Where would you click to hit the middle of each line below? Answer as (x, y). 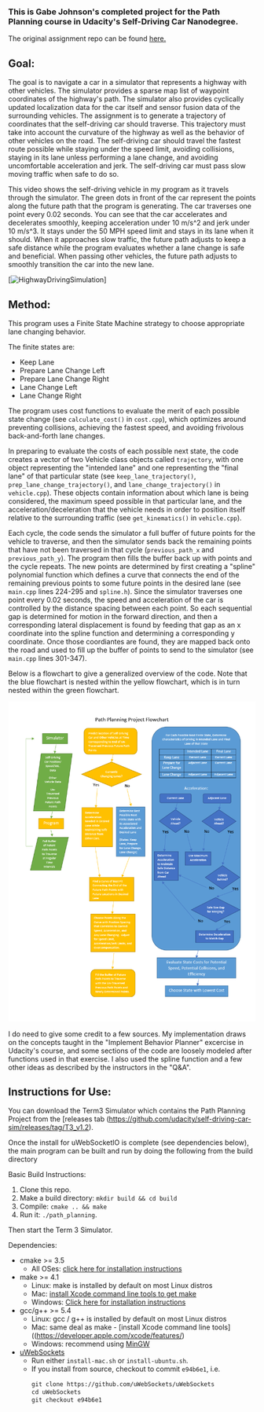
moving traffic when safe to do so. (64, 174)
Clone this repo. (45, 1190)
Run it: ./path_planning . (58, 1215)
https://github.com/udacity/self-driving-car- (180, 1119)
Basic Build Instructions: (47, 1175)
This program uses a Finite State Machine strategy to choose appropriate (126, 323)
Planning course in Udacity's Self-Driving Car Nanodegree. (123, 21)
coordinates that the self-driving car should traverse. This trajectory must (127, 124)
